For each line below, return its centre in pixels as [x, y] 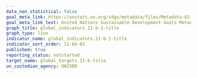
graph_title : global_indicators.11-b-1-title [62, 28]
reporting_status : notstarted [43, 55]
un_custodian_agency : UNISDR [42, 66]
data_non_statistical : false [42, 11]
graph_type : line [27, 33]
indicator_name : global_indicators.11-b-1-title [67, 39]
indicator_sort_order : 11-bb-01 [45, 45]
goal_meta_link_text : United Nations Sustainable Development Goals [91, 22]
